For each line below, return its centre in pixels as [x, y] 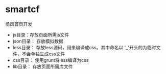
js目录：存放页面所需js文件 [41, 34]
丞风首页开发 [19, 24]
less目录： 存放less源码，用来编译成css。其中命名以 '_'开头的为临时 [84, 47]
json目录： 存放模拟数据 [38, 41]
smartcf [22, 9]
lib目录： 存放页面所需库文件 [43, 66]
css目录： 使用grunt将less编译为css [51, 60]
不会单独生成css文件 [43, 54]
